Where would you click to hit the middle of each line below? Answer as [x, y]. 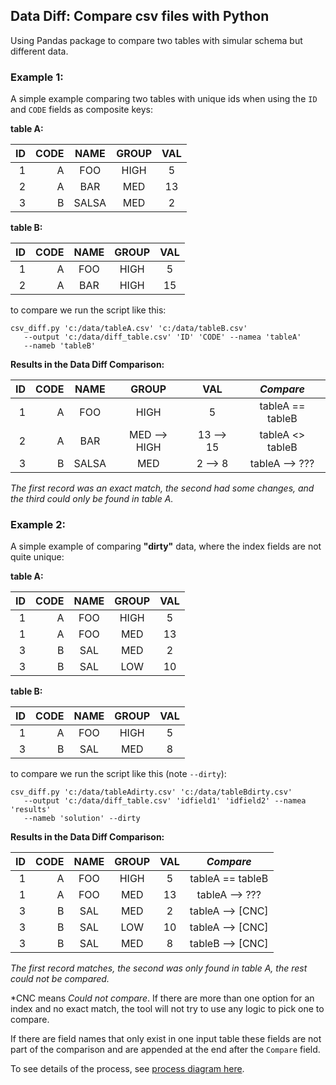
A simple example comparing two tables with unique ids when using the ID [164, 99]
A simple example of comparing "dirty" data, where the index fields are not [166, 546]
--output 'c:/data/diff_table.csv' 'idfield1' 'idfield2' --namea [165, 801]
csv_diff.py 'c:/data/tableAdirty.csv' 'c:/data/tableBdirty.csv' [151, 792]
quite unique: [37, 557]
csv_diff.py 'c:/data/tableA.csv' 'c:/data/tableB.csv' [129, 329]
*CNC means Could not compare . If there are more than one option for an [162, 998]
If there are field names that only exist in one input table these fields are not [166, 1039]
